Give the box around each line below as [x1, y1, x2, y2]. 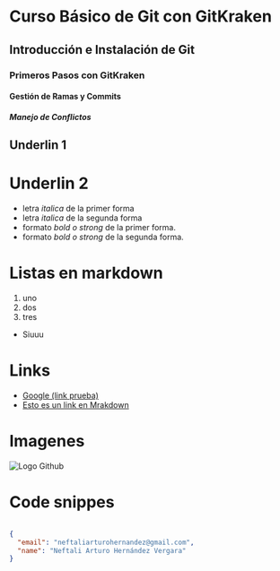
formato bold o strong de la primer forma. [22, 222, 177, 233]
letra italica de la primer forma [22, 203, 135, 214]
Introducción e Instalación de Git [9, 42, 196, 57]
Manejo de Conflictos [9, 111, 92, 122]
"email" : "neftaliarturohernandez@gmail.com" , [17, 538, 195, 547]
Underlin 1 [9, 137, 67, 153]
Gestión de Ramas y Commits [9, 91, 121, 102]
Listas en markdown [9, 263, 163, 283]
